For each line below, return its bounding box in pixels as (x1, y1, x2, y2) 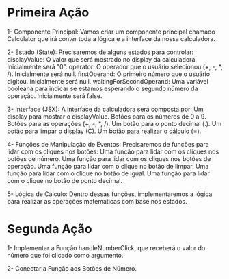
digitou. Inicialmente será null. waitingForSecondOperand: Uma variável (7, 77, 208, 85)
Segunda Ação (7, 221, 92, 237)
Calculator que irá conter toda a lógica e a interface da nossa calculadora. (7, 34, 215, 43)
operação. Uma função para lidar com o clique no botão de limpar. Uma (7, 162, 209, 170)
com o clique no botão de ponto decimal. (7, 176, 123, 184)
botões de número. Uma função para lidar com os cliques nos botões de (7, 154, 211, 162)
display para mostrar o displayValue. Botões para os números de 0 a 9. (7, 112, 206, 121)
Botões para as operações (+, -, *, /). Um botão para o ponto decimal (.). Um (7, 119, 222, 128)
